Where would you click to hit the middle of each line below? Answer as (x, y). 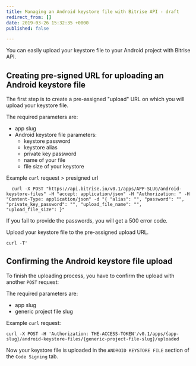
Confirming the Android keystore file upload (89, 262)
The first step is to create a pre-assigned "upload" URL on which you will (95, 99)
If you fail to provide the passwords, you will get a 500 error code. (87, 221)
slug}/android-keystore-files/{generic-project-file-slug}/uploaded (93, 339)
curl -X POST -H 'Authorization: (48, 334)
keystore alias (40, 148)
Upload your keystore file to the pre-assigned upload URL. (78, 232)
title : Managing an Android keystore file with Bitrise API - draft (93, 12)
